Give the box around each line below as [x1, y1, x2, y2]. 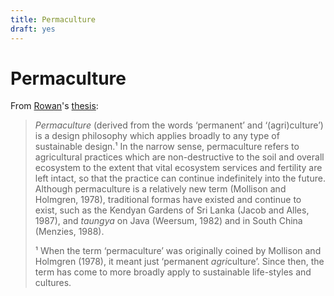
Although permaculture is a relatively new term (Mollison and [34, 183, 287, 195]
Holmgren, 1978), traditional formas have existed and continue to [34, 194, 302, 206]
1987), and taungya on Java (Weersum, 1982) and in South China [34, 215, 303, 227]
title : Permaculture [10, 14, 97, 25]
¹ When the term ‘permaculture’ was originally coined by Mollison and [34, 245, 322, 257]
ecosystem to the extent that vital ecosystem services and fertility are [34, 162, 323, 174]
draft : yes [10, 24, 56, 34]
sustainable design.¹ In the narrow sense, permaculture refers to [34, 141, 300, 153]
